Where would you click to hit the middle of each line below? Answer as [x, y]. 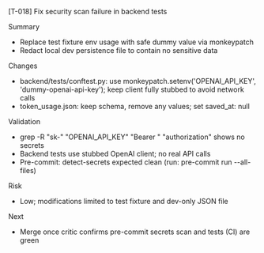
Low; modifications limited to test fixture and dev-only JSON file [124, 201]
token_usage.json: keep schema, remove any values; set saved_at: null [135, 106]
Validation [25, 121]
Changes [23, 66]
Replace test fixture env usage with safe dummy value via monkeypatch [137, 42]
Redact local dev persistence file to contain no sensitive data [119, 50]
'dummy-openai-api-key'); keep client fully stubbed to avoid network [132, 89]
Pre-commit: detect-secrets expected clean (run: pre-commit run [126, 162]
